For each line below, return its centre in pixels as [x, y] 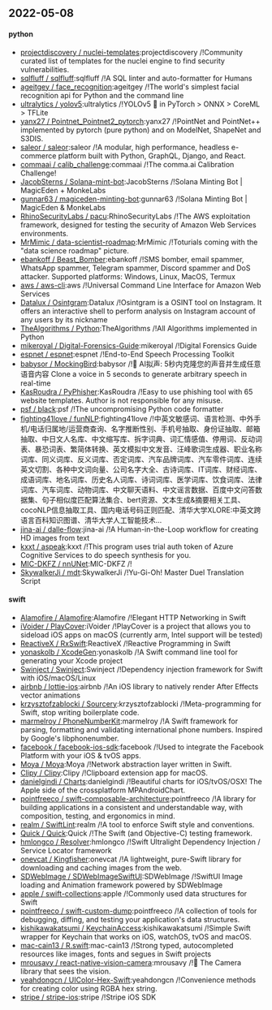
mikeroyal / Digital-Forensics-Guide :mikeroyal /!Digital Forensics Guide [138, 345]
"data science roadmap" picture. [75, 250]
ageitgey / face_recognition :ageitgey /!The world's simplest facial [130, 86]
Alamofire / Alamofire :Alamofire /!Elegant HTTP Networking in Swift [133, 617]
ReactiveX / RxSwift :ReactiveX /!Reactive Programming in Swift [125, 643]
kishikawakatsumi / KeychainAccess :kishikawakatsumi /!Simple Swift [135, 928]
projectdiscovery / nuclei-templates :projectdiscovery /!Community [132, 52]
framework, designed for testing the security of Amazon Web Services [138, 224]
